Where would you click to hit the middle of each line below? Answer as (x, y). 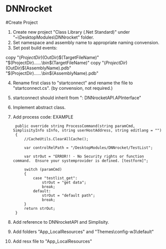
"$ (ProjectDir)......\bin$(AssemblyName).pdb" (52, 73)
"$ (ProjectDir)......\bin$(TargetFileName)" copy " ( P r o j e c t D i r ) (67, 62)
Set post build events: (35, 48)
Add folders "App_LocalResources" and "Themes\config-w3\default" (83, 232)
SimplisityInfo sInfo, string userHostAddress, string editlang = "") (87, 130)
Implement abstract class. (39, 107)
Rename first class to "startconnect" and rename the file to (73, 83)
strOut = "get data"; (64, 182)
